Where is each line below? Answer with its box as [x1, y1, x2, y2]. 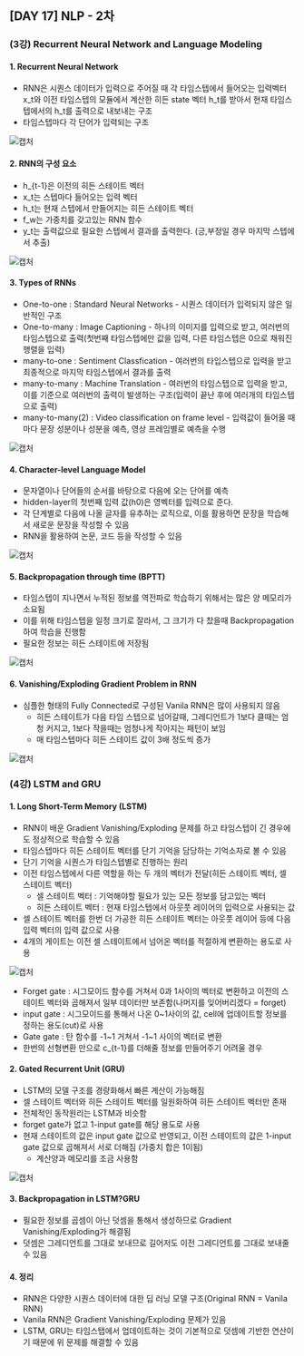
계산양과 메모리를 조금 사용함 [35, 1153, 139, 1164]
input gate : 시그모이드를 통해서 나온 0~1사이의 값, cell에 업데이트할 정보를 [22, 1008, 288, 1019]
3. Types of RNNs [9, 278, 77, 288]
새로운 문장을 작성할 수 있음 [32, 520, 130, 531]
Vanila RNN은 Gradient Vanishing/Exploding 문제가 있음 [22, 1314, 227, 1325]
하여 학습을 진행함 [22, 627, 86, 638]
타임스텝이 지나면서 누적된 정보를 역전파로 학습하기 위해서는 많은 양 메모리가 [22, 592, 292, 603]
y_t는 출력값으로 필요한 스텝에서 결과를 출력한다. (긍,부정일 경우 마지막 [22, 225, 270, 236]
